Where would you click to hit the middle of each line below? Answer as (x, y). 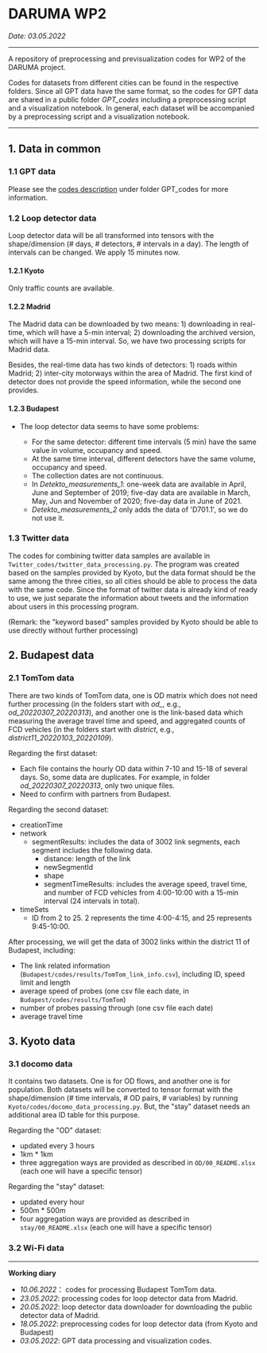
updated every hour (52, 1202)
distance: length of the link (87, 858)
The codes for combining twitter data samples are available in (109, 556)
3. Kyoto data (42, 1041)
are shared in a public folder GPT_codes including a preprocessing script (127, 99)
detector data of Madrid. (60, 1315)
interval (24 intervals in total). (92, 901)
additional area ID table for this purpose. (74, 1115)
